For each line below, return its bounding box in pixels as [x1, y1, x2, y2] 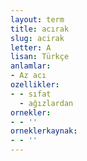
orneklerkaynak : [10, 126, 78, 136]
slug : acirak [10, 33, 65, 43]
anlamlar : [10, 61, 52, 71]
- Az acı [10, 71, 47, 81]
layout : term [10, 14, 65, 25]
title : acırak [10, 24, 70, 34]
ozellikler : [10, 80, 60, 90]
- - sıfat [10, 89, 52, 99]
